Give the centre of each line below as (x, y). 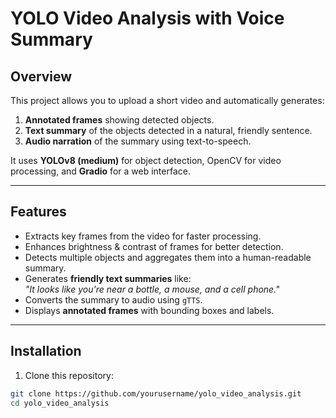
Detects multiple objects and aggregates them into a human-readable (168, 257)
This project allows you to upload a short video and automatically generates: (167, 100)
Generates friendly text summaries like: (108, 278)
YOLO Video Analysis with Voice (147, 18)
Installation (46, 351)
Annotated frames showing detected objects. (119, 120)
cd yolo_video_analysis (60, 403)
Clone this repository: (69, 375)
